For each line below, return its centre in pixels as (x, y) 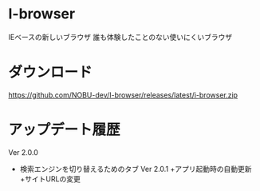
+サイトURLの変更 (50, 179)
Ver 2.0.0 (23, 152)
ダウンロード (51, 72)
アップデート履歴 (65, 130)
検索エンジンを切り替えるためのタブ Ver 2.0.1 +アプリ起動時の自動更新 (136, 169)
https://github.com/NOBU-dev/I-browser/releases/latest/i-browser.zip (123, 95)
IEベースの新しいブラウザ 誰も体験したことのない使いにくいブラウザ (120, 37)
